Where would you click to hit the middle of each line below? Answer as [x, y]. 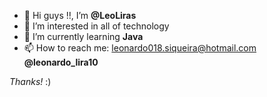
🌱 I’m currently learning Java [83, 36]
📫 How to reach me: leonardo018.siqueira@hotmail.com [140, 48]
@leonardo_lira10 [61, 62]
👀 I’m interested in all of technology [96, 26]
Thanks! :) [30, 81]
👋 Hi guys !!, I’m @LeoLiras [80, 15]
